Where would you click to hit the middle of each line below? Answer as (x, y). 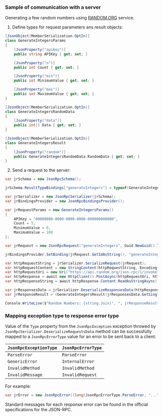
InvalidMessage (25, 375)
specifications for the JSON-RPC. (39, 409)
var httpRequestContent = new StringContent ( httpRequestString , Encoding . (82, 268)
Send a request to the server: (41, 170)
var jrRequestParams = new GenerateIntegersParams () (59, 210)
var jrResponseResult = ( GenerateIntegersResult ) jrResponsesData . (73, 294)
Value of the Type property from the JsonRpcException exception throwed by (81, 326)
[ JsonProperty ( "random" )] (40, 152)
